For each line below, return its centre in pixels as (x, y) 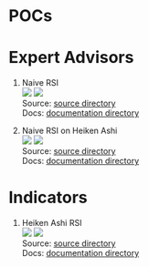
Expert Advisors (71, 58)
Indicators (48, 198)
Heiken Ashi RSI (52, 223)
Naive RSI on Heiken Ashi (69, 131)
